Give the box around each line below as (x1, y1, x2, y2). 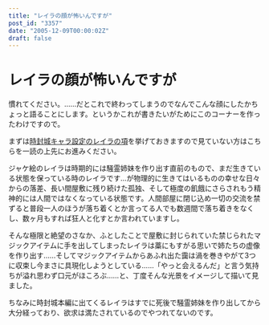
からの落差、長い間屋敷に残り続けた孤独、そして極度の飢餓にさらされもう (8, 184, 255, 193)
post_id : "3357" (8, 19, 63, 27)
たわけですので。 (8, 120, 65, 129)
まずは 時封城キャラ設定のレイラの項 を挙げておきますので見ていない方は (8, 136, 247, 146)
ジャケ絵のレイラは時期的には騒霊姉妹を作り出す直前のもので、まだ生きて (8, 164, 255, 173)
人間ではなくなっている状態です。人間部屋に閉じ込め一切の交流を (35, 193, 254, 203)
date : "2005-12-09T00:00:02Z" (8, 26, 110, 35)
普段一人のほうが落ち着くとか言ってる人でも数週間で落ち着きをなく (29, 204, 255, 213)
